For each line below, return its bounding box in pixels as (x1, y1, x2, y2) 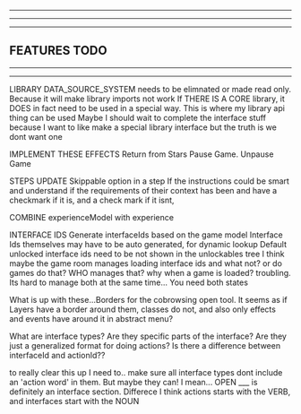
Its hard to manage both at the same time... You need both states (9, 277, 249, 288)
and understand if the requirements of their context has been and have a (9, 185, 278, 195)
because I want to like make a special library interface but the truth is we (9, 122, 278, 133)
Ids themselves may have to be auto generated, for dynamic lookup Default (9, 238, 288, 249)
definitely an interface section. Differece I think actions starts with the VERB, (9, 386, 291, 397)
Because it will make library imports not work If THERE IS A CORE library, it (9, 93, 285, 104)
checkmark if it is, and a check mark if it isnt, (9, 194, 175, 205)
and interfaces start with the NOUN (9, 395, 140, 406)
